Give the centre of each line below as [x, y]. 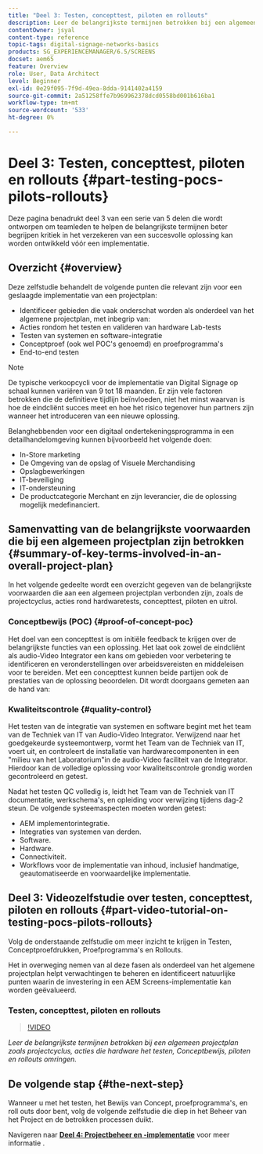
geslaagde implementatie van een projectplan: [83, 295]
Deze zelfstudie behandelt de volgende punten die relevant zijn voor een [125, 286]
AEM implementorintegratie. [65, 824]
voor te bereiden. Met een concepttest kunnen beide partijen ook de [118, 672]
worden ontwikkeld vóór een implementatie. [79, 243]
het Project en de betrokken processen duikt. [81, 1119]
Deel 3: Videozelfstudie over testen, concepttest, [130, 898]
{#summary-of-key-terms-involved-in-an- [115, 554]
